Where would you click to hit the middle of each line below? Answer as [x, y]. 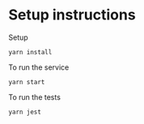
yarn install [30, 52]
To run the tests [34, 97]
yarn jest [25, 112]
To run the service [39, 67]
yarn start [27, 82]
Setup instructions [72, 15]
